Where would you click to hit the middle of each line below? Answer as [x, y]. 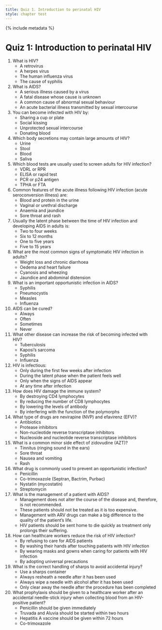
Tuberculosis [32, 345]
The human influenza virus [46, 76]
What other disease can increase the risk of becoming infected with [80, 334]
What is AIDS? [27, 87]
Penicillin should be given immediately [58, 608]
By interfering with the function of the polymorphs [70, 412]
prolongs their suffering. [44, 530]
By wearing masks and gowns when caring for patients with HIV [83, 551]
